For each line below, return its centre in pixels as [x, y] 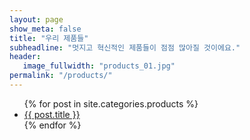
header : [25, 57]
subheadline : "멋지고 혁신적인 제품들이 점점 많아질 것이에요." [125, 47]
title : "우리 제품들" [49, 38]
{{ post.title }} [52, 114]
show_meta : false [45, 29]
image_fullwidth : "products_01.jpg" [99, 66]
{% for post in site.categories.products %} [111, 103]
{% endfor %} [52, 125]
